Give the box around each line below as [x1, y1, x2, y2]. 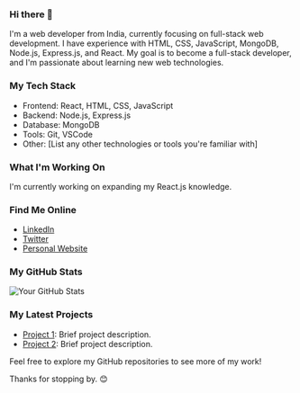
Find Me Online [9, 203, 77, 216]
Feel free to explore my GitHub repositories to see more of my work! [9, 355, 262, 367]
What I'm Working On [9, 161, 105, 174]
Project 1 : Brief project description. [22, 328, 151, 340]
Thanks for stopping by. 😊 [9, 373, 108, 384]
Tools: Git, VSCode [22, 129, 93, 139]
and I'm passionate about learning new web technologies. [9, 58, 224, 68]
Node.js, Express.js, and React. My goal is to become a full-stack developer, [9, 48, 292, 58]
